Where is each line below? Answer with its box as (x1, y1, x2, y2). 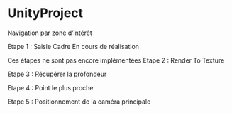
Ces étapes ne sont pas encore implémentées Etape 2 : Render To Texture (7, 55, 225, 65)
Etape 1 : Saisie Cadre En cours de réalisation (7, 42, 140, 50)
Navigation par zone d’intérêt (7, 28, 92, 37)
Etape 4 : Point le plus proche (7, 83, 94, 92)
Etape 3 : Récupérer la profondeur (7, 70, 107, 78)
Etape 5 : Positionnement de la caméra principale (7, 97, 151, 106)
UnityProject (7, 5, 84, 21)
